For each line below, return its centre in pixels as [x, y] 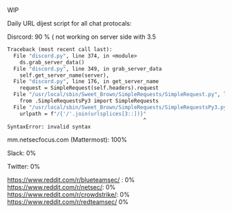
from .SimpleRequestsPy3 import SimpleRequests [89, 101]
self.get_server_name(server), [65, 75]
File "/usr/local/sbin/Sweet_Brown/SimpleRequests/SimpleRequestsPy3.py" [122, 107]
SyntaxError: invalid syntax [49, 127]
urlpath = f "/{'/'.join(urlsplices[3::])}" [83, 113]
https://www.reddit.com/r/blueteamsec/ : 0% [71, 180]
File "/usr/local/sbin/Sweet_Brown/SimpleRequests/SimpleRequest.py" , [117, 95]
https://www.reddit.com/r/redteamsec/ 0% [68, 202]
